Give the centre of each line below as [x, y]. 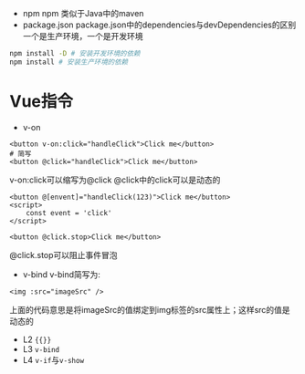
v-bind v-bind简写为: [61, 274]
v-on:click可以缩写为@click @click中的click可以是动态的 [115, 180]
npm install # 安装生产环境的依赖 [69, 62]
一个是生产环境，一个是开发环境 [83, 36]
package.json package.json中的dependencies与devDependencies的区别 [159, 25]
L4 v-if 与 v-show [53, 359]
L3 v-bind [41, 348]
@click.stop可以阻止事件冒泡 [63, 255]
